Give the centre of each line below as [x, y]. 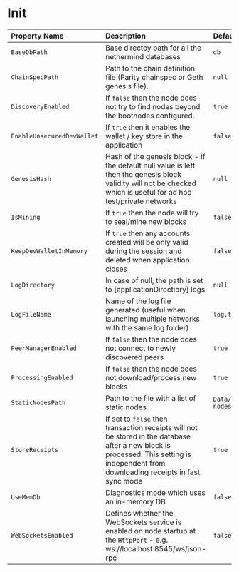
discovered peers [135, 357]
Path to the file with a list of [151, 398]
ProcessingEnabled [42, 377]
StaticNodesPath [38, 402]
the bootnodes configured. [150, 116]
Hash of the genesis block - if [155, 156]
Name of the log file [138, 301]
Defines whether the [139, 513]
